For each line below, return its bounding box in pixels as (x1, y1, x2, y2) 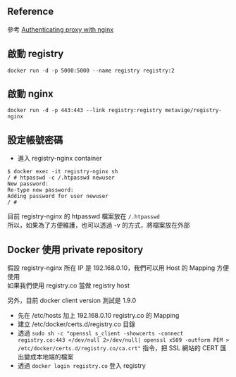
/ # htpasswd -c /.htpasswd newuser (7, 174, 115, 182)
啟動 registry (7, 48, 64, 60)
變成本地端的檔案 (23, 352, 74, 361)
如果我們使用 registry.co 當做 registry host (7, 281, 130, 290)
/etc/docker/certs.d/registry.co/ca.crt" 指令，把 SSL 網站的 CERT (17, 344, 219, 352)
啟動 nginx (7, 88, 54, 100)
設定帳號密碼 (7, 134, 63, 146)
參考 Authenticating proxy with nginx (7, 25, 114, 34)
